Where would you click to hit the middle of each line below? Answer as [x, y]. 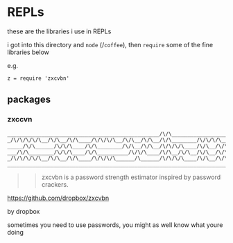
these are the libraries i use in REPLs [59, 31]
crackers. [55, 184]
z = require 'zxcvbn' [38, 78]
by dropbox [24, 211]
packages [29, 100]
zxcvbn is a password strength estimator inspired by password [131, 177]
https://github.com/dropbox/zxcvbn [58, 198]
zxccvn [20, 119]
